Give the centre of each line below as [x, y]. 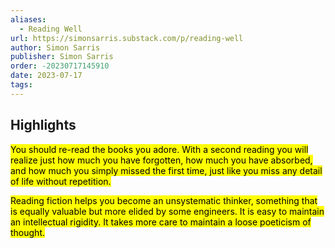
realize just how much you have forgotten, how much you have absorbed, [161, 160]
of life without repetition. [61, 181]
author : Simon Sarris [55, 47]
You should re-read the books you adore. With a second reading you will [159, 149]
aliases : [28, 19]
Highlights [43, 125]
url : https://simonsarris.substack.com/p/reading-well [127, 38]
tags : [21, 85]
